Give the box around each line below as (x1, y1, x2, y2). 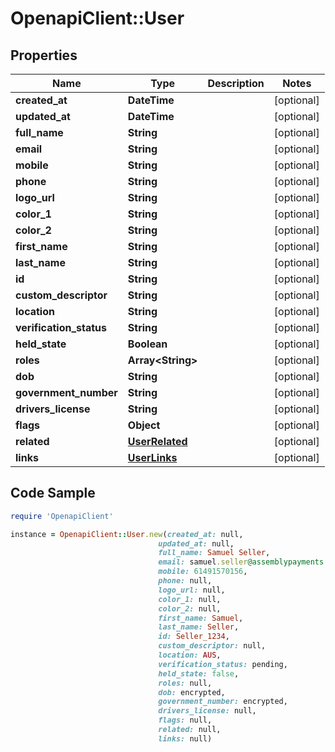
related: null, (158, 725, 222, 735)
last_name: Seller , (158, 622, 240, 632)
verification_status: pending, (158, 659, 288, 669)
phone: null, (158, 576, 213, 586)
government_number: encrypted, (158, 697, 288, 707)
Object (127, 418, 161, 432)
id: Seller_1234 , (158, 632, 230, 642)
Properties (10, 47, 78, 64)
